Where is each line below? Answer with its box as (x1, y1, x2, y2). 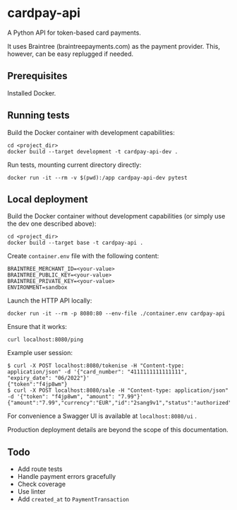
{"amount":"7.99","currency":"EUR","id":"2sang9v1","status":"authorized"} (7, 400, 235, 407)
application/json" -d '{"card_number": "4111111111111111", (7, 369, 188, 376)
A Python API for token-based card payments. (7, 28, 141, 37)
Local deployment (7, 193, 88, 205)
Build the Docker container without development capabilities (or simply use (7, 212, 226, 221)
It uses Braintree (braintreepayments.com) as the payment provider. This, (7, 42, 221, 50)
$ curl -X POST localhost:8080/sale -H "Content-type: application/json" (7, 387, 229, 394)
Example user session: (7, 349, 73, 357)
